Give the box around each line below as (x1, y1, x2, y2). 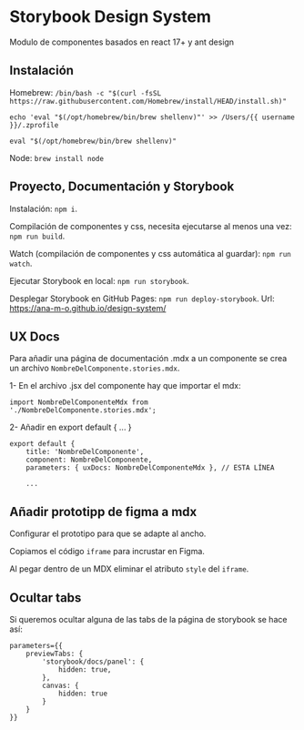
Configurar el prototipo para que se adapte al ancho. (9, 528, 207, 539)
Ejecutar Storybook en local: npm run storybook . (9, 275, 189, 286)
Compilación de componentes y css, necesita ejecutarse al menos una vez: (9, 220, 292, 231)
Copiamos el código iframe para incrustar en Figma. (9, 546, 205, 557)
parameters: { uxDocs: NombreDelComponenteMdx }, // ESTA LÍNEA (25, 463, 275, 472)
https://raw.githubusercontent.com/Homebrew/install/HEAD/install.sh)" (9, 96, 287, 106)
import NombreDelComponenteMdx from (9, 398, 148, 407)
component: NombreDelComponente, (25, 455, 153, 465)
